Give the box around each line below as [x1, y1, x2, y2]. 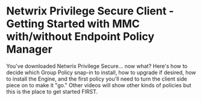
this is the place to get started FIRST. [6, 88, 98, 95]
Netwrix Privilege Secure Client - [6, 4, 174, 18]
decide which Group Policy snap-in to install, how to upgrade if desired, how [6, 69, 197, 76]
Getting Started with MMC [6, 17, 140, 31]
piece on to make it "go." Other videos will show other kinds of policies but [6, 81, 192, 88]
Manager [6, 43, 52, 57]
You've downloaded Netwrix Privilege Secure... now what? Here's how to [6, 62, 188, 70]
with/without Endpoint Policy [6, 30, 155, 43]
